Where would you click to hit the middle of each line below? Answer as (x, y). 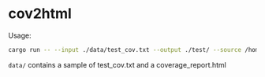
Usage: (20, 35)
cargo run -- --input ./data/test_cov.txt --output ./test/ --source (125, 49)
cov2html (40, 14)
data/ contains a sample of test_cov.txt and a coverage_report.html (118, 64)
